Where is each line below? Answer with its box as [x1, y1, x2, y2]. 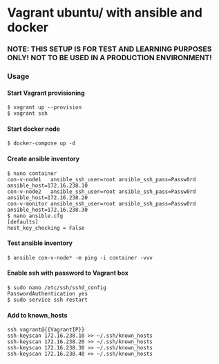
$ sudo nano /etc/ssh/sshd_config [7, 284, 107, 291]
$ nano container [7, 170, 57, 177]
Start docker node [7, 125, 61, 133]
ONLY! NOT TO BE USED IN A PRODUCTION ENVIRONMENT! [7, 53, 212, 63]
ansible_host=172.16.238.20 [7, 194, 88, 201]
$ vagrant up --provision [7, 104, 82, 111]
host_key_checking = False [7, 224, 85, 231]
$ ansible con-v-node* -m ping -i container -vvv [7, 254, 153, 261]
